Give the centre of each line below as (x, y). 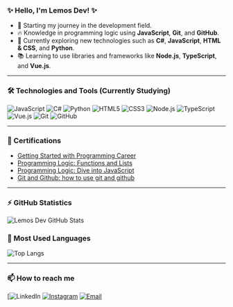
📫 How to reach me (41, 279)
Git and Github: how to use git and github (76, 177)
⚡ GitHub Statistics (40, 202)
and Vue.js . (34, 66)
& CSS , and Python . (46, 48)
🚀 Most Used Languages (49, 238)
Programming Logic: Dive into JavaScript (76, 170)
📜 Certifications (34, 140)
